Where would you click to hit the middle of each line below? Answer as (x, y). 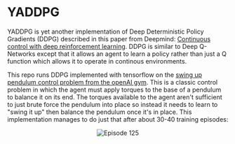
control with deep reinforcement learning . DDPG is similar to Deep (102, 46)
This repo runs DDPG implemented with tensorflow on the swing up (105, 75)
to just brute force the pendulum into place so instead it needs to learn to (113, 104)
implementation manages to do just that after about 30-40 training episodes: (118, 119)
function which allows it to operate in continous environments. (97, 61)
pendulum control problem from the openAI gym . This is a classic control (113, 82)
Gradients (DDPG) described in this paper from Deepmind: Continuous (109, 38)
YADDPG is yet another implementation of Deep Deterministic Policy (106, 31)
